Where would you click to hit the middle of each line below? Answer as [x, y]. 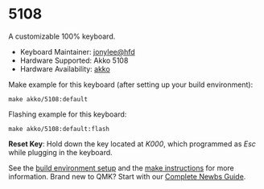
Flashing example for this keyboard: [68, 114]
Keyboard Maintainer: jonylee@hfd [77, 51]
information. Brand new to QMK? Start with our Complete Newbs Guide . [127, 176]
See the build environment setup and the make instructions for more [122, 168]
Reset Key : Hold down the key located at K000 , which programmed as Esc [132, 144]
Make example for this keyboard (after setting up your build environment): [131, 84]
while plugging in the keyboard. [60, 152]
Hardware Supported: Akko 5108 [74, 60]
